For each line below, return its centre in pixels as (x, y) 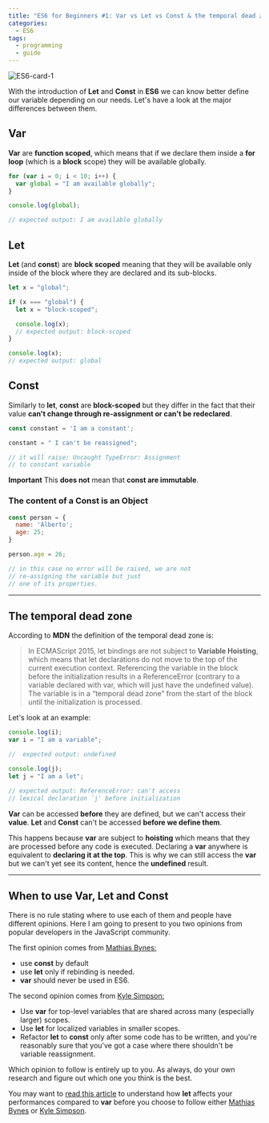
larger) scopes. (45, 1020)
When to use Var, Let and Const (88, 896)
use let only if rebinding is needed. (77, 972)
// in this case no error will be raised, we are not (100, 569)
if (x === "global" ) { (46, 302)
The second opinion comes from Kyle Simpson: (86, 996)
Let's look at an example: (50, 718)
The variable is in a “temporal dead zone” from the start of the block (140, 694)
